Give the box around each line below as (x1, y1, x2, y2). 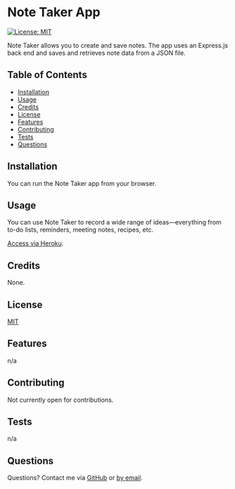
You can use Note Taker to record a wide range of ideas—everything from (7, 218, 222, 227)
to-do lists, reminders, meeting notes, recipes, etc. (7, 226, 153, 234)
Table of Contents (7, 69, 88, 81)
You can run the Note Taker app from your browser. (7, 179, 157, 187)
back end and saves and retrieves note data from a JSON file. (7, 49, 186, 57)
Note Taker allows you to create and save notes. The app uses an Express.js (7, 41, 229, 49)
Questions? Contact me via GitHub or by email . (7, 474, 143, 482)
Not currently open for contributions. (7, 395, 114, 404)
